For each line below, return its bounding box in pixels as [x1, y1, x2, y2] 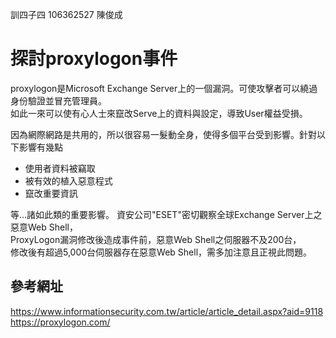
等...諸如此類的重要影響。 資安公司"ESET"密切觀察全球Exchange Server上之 [10, 208, 323, 220]
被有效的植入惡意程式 [24, 174, 113, 187]
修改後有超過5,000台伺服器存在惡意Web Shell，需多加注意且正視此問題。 [10, 246, 313, 258]
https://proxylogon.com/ [10, 316, 111, 328]
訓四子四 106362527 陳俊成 [10, 9, 123, 20]
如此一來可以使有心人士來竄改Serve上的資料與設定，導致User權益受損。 [10, 107, 308, 119]
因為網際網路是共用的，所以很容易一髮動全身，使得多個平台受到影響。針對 [10, 128, 317, 140]
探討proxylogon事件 [10, 48, 178, 70]
